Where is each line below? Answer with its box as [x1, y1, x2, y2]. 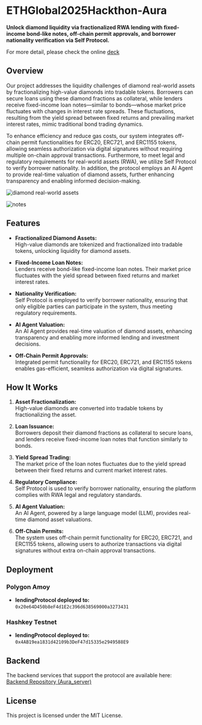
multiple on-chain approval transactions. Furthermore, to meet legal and [6, 151, 185, 159]
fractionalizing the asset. [14, 411, 77, 418]
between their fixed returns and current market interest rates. [14, 467, 168, 474]
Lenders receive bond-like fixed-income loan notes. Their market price [14, 265, 191, 272]
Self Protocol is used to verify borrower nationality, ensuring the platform [14, 485, 197, 492]
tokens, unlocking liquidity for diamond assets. [14, 247, 131, 254]
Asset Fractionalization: [14, 398, 77, 405]
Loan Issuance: [14, 423, 55, 430]
